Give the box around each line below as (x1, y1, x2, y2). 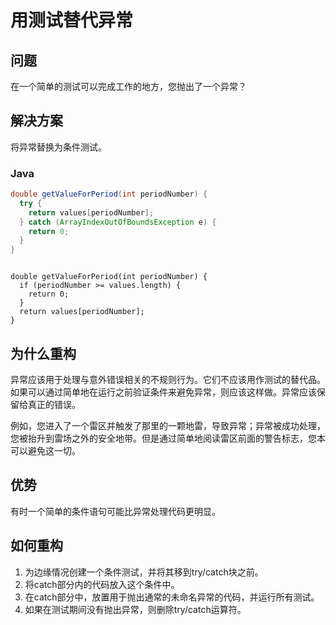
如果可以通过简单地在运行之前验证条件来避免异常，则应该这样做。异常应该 (10, 386, 317, 398)
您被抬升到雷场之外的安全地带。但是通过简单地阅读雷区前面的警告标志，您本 (10, 432, 326, 445)
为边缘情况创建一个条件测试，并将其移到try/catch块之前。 (24, 566, 264, 578)
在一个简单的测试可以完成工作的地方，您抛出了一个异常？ (10, 81, 247, 92)
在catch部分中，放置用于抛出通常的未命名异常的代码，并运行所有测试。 (24, 591, 320, 603)
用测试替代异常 (10, 9, 134, 32)
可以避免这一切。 (10, 445, 81, 457)
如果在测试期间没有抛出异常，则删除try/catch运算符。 (24, 603, 247, 615)
